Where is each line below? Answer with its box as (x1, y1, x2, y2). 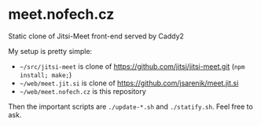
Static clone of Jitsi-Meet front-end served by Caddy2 (8, 31, 185, 41)
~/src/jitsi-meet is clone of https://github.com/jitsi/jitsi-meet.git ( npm (19, 61, 245, 71)
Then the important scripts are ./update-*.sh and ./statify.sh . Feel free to (8, 102, 253, 111)
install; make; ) (19, 70, 72, 79)
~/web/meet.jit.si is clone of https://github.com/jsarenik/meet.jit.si (19, 78, 239, 88)
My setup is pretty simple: (8, 46, 93, 56)
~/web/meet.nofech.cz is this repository (19, 86, 147, 95)
